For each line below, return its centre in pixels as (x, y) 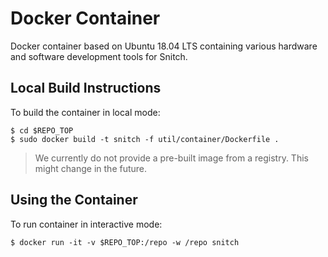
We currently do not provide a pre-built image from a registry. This (171, 158)
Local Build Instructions (86, 88)
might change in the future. (91, 168)
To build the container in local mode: (85, 112)
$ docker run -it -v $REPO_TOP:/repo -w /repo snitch (125, 242)
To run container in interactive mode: (86, 224)
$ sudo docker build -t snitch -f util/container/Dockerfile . (145, 139)
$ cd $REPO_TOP (42, 130)
